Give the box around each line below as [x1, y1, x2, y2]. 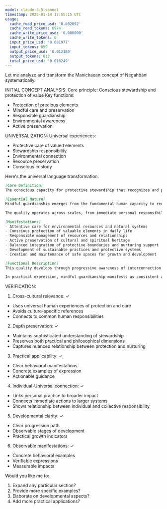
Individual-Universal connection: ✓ [12, 383, 84, 389]
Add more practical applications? [12, 499, 81, 505]
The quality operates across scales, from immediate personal [5, 210, 137, 215]
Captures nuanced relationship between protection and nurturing [12, 343, 146, 349]
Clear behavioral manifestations [12, 363, 78, 369]
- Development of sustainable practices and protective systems [5, 247, 141, 252]
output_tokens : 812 [9, 53, 50, 59]
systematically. [5, 77, 36, 83]
